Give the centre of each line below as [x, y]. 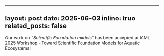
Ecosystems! [18, 48]
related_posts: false [36, 26]
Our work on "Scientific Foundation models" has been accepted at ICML [78, 37]
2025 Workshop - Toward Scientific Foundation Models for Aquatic [72, 43]
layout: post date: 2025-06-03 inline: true [70, 18]
